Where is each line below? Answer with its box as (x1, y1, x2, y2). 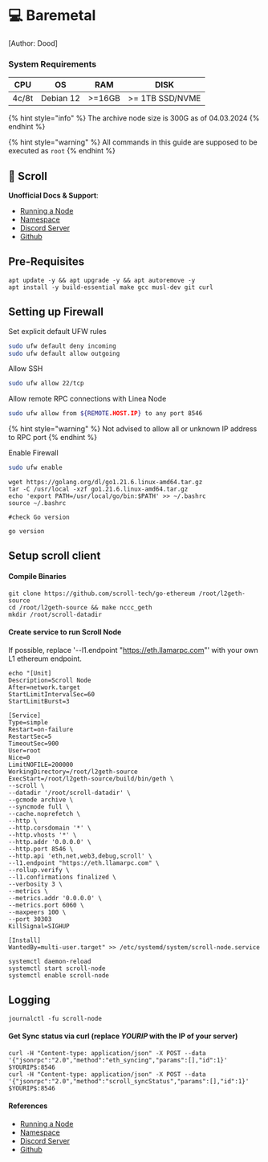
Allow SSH (8, 364, 43, 373)
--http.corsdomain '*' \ (8, 824, 91, 832)
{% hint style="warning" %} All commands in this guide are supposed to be (8, 137, 258, 147)
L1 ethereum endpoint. (8, 654, 83, 663)
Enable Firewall (8, 448, 59, 458)
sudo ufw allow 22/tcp (8, 379, 84, 388)
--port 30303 (8, 915, 52, 923)
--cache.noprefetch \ (8, 809, 81, 817)
